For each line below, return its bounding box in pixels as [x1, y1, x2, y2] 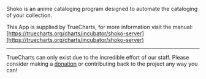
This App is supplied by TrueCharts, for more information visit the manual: [6, 24, 193, 30]
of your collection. [6, 12, 52, 19]
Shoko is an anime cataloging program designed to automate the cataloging [6, 5, 198, 12]
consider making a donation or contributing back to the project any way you [6, 60, 198, 67]
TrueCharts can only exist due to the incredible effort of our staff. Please [6, 54, 189, 61]
